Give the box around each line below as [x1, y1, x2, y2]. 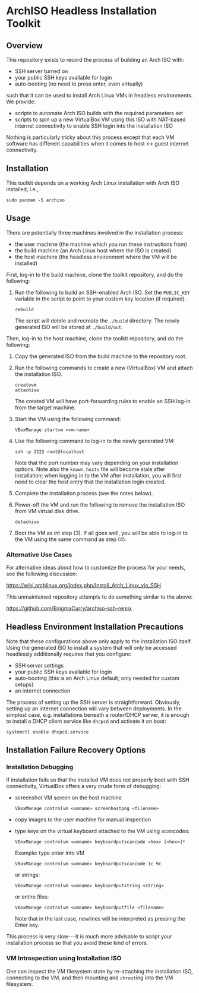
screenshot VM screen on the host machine [14, 794, 122, 801]
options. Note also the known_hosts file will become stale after [14, 465, 165, 473]
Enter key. [14, 922, 40, 929]
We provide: [6, 98, 36, 105]
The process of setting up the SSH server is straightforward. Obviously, [6, 698, 181, 706]
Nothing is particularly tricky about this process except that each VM [6, 134, 175, 141]
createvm [14, 382, 37, 388]
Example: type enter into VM [14, 849, 85, 856]
